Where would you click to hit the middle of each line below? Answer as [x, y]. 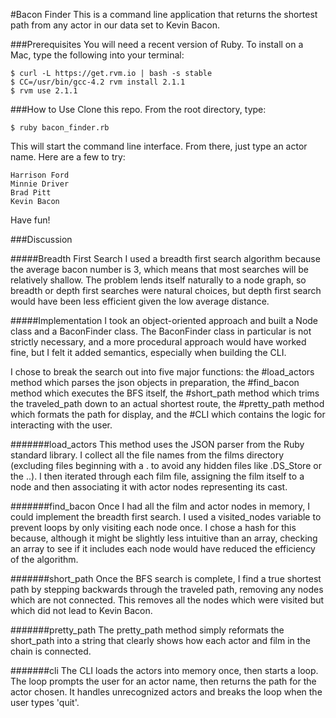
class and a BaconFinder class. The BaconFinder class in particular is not [161, 331]
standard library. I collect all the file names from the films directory [147, 455]
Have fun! [30, 220]
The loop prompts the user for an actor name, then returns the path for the [163, 681]
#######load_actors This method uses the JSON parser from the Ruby [157, 444]
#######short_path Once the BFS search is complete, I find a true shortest [166, 578]
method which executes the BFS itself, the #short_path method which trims [165, 393]
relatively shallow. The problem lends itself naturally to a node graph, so [158, 280]
